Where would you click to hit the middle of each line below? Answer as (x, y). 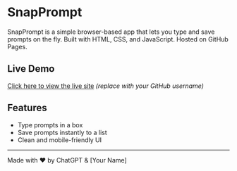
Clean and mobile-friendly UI (60, 140)
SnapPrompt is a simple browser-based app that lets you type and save (111, 32)
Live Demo (31, 69)
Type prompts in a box (50, 125)
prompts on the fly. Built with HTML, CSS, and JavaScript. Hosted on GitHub (118, 39)
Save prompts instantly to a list (62, 132)
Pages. (17, 46)
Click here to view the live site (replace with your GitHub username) (106, 86)
